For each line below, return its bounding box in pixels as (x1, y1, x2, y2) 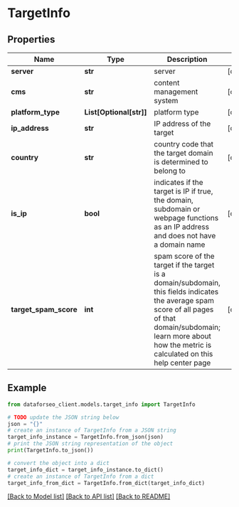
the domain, (154, 196, 193, 205)
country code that (154, 139, 214, 149)
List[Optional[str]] (84, 107, 147, 117)
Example (7, 382, 47, 394)
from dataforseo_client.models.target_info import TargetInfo (7, 400, 196, 408)
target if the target (154, 260, 215, 269)
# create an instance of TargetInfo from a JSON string (7, 427, 176, 434)
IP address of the (154, 119, 211, 129)
